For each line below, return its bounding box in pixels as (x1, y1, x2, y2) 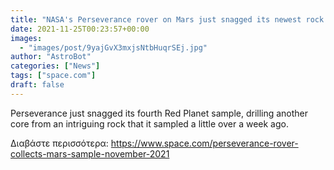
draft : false (10, 80, 65, 90)
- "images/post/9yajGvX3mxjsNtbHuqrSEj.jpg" (19, 42, 208, 53)
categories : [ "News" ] (10, 61, 101, 71)
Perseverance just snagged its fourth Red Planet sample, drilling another (10, 107, 309, 119)
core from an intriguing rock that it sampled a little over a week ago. (10, 117, 289, 130)
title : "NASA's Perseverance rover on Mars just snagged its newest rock (10, 14, 325, 25)
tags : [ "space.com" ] (10, 71, 97, 81)
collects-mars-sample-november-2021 (10, 147, 170, 160)
